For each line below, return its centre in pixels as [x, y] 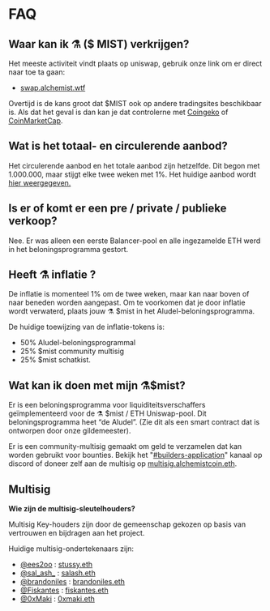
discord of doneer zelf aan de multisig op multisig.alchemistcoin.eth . [123, 464]
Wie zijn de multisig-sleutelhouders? [72, 509]
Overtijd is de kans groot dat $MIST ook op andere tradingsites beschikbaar [135, 103]
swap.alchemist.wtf [53, 88]
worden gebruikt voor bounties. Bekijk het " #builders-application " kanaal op [135, 455]
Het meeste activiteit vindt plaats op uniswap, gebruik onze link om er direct [135, 63]
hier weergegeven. [40, 182]
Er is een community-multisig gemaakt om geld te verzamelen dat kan [125, 446]
